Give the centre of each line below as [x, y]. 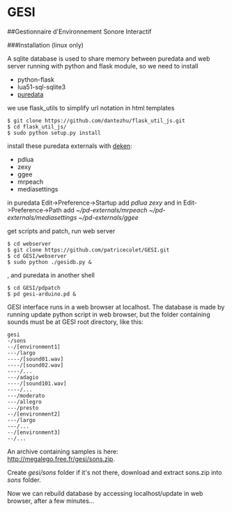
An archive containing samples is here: [63, 451]
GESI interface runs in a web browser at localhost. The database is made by [116, 307]
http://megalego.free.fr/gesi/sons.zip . [61, 459]
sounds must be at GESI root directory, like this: [76, 321]
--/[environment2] [34, 414]
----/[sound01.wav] [36, 359]
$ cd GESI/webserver [37, 256]
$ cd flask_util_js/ [37, 126]
